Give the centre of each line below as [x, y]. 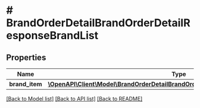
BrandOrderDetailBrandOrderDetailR [98, 23]
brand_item [26, 84]
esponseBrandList [52, 36]
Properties [26, 57]
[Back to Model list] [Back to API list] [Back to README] [74, 99]
